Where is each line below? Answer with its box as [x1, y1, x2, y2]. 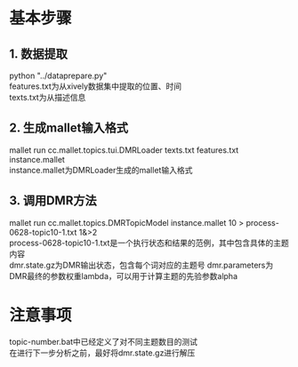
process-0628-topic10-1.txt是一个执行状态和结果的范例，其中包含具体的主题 [9, 237, 289, 248]
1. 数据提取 [9, 46, 68, 61]
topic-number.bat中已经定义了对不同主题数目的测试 [9, 336, 198, 347]
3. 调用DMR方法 [9, 193, 97, 209]
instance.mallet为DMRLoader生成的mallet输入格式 [9, 164, 193, 175]
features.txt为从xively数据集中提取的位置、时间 [9, 81, 182, 92]
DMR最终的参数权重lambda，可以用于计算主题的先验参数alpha [9, 270, 238, 281]
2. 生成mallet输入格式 [9, 121, 129, 136]
